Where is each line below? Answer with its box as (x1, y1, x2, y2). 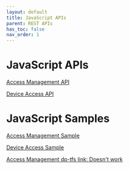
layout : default (6, 9, 47, 15)
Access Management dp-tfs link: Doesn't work (6, 156, 123, 163)
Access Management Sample (6, 132, 80, 139)
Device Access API (6, 90, 54, 98)
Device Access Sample (6, 144, 64, 151)
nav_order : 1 (6, 32, 40, 38)
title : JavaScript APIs (6, 15, 67, 21)
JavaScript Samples (6, 111, 110, 126)
